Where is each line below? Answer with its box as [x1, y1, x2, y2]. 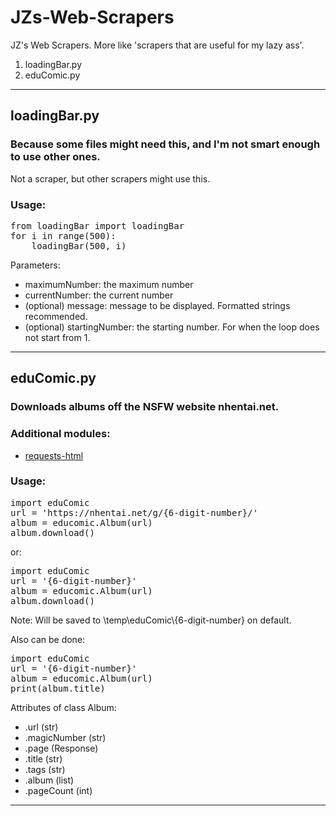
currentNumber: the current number [24, 289, 174, 301]
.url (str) [24, 721, 59, 733]
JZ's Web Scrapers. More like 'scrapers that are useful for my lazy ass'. [10, 39, 305, 51]
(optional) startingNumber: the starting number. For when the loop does [24, 321, 320, 333]
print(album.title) [10, 682, 106, 694]
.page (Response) [24, 742, 99, 754]
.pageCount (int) [24, 784, 93, 796]
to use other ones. [10, 150, 101, 164]
